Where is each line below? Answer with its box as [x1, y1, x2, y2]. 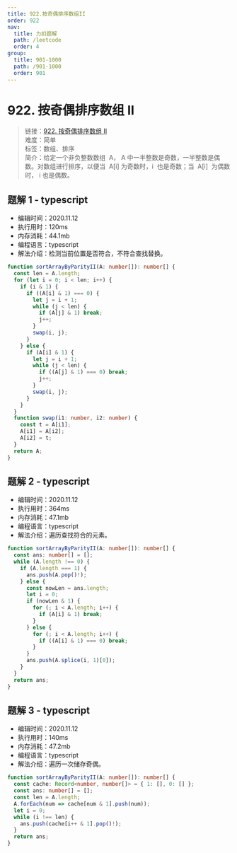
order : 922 [7, 17, 40, 24]
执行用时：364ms [17, 504, 69, 513]
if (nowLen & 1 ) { [25, 598, 81, 605]
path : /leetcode [13, 37, 62, 44]
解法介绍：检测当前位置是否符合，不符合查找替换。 [17, 249, 167, 258]
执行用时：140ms [17, 733, 69, 742]
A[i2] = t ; [20, 434, 52, 441]
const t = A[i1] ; [20, 422, 71, 429]
